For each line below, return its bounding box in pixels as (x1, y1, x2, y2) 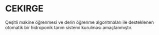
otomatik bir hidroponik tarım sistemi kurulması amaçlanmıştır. (5, 24, 132, 30)
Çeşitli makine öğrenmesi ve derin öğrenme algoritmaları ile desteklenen (5, 19, 154, 25)
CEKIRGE (5, 3, 44, 14)
